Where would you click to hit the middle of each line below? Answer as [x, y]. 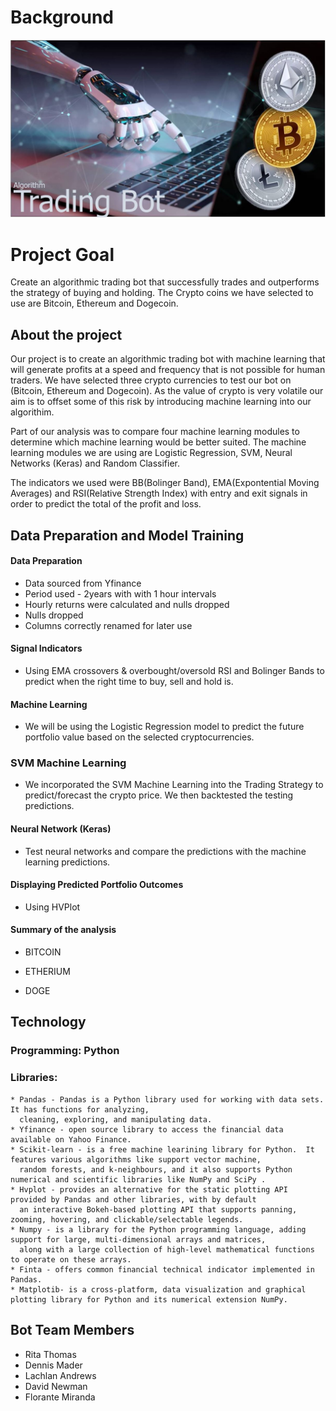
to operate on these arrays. [71, 1259]
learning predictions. [67, 862]
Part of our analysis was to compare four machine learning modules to [155, 432]
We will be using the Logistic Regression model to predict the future [164, 727]
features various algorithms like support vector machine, [136, 1159]
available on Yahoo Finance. [71, 1139]
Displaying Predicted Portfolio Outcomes [97, 885]
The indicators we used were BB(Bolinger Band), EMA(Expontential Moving [165, 483]
